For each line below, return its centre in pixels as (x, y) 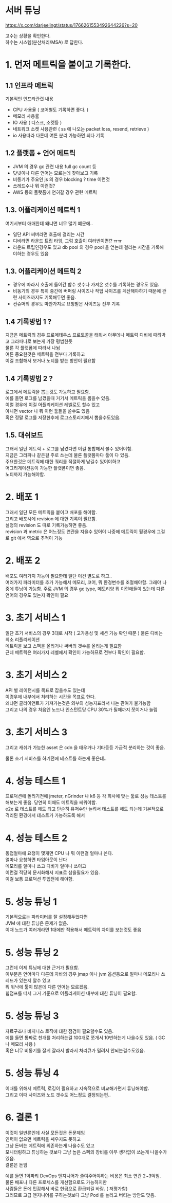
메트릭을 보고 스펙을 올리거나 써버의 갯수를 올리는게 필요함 (64, 646)
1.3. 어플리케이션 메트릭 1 (43, 210)
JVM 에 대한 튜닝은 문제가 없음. (37, 923)
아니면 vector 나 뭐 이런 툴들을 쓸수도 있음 (47, 411)
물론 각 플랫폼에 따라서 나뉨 (33, 348)
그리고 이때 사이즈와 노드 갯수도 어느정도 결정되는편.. (58, 1095)
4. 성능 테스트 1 (35, 781)
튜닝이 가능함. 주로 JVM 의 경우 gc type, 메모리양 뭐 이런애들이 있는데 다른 (90, 589)
